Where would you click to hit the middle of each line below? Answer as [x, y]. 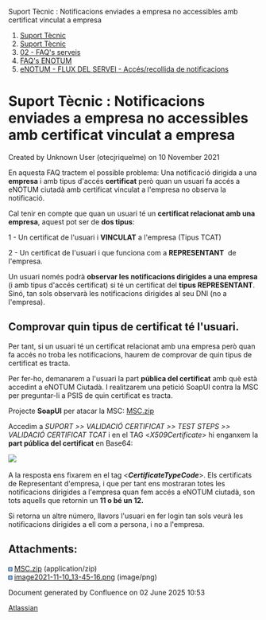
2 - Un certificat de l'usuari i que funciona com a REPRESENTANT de [122, 252]
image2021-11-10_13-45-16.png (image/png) [85, 577]
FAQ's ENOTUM [46, 60]
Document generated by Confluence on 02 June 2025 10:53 [107, 592]
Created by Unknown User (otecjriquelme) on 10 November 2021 [114, 157]
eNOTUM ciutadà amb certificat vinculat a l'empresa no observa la [117, 189]
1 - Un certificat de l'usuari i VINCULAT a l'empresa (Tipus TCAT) [115, 237]
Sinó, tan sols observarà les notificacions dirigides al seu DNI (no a [118, 293]
